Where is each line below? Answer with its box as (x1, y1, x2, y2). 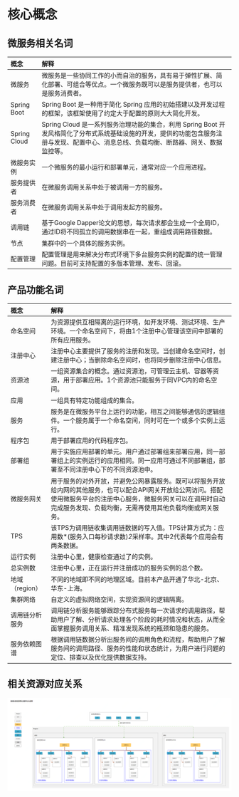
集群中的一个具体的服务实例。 (41, 239, 129, 247)
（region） (10, 583, 42, 592)
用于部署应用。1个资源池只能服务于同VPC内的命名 (63, 375, 211, 385)
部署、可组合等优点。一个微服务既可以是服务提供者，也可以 (48, 80, 223, 88)
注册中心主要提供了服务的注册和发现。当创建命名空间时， (51, 347, 219, 355)
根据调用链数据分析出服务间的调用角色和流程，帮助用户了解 (51, 635, 225, 644)
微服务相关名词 (7, 37, 73, 49)
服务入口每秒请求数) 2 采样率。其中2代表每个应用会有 (70, 532, 224, 541)
